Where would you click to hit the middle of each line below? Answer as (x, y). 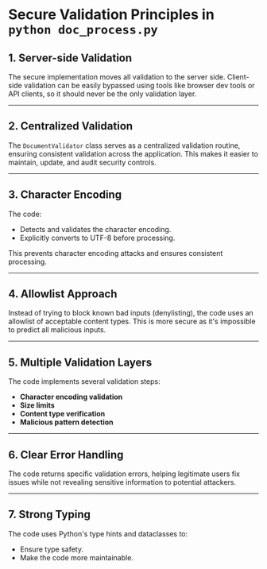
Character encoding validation (71, 397)
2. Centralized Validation (71, 126)
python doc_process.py (83, 30)
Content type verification (62, 414)
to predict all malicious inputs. (57, 330)
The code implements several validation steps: (84, 381)
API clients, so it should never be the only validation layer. (103, 94)
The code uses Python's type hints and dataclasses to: (98, 533)
